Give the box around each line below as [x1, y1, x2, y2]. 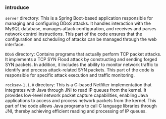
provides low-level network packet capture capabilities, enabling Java [5, 92, 148, 98]
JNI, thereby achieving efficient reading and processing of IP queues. [5, 108, 147, 114]
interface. [5, 42, 25, 48]
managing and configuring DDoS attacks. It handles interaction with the [5, 20, 151, 26]
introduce [5, 4, 29, 11]
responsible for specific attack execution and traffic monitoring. [5, 72, 135, 78]
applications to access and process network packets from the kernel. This [5, 98, 157, 104]
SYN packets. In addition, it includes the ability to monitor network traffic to [5, 61, 159, 68]
